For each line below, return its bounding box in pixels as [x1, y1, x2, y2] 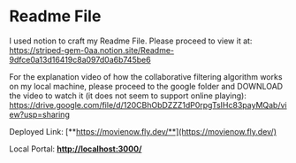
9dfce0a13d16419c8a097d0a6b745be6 [9, 54, 152, 65]
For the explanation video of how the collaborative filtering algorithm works [9, 71, 283, 81]
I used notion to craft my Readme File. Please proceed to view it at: [9, 35, 253, 46]
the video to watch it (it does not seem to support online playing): [9, 90, 247, 101]
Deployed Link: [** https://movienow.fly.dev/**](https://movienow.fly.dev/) [9, 126, 277, 136]
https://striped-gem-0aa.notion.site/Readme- [9, 44, 175, 55]
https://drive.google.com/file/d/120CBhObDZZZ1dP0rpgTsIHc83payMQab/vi [9, 99, 287, 110]
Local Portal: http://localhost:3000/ [9, 144, 142, 154]
